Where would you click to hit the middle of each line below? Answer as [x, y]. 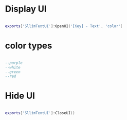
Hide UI [20, 96]
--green [13, 72]
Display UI [26, 9]
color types [29, 46]
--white [13, 67]
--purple [14, 63]
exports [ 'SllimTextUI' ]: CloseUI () [40, 113]
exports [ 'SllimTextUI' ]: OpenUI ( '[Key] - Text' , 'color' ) [64, 26]
